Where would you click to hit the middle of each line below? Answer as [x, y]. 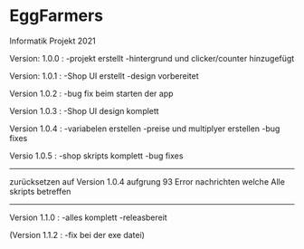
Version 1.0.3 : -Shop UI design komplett [85, 110]
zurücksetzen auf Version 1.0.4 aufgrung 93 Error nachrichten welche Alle [147, 181]
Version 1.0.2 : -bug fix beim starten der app [91, 93]
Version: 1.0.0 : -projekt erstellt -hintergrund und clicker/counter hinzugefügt [152, 58]
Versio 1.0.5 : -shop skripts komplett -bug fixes [96, 156]
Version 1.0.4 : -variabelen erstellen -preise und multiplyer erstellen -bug [145, 129]
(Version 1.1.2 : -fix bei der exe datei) [77, 235]
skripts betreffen [40, 191]
